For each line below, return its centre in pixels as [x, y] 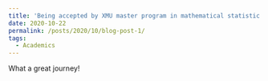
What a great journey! [44, 68]
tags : [17, 38]
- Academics [36, 46]
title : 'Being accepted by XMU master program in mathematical [116, 16]
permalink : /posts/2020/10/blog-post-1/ [77, 30]
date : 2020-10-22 [37, 23]
